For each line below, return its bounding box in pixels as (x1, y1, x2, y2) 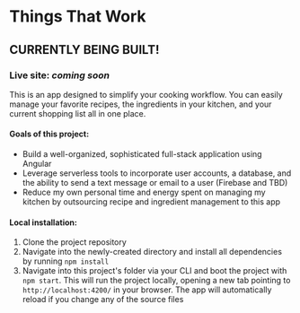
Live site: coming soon (9, 69, 110, 82)
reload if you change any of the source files (22, 294, 184, 305)
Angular (22, 159, 52, 170)
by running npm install (22, 256, 110, 266)
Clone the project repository (22, 237, 128, 248)
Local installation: (9, 217, 78, 228)
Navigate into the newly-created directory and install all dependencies (22, 247, 283, 257)
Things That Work (9, 6, 146, 27)
